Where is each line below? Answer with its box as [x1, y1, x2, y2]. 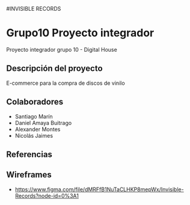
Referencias [6, 149, 53, 159]
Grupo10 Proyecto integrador [6, 26, 155, 40]
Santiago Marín [14, 112, 53, 120]
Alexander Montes [14, 126, 61, 133]
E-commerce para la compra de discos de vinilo [6, 79, 125, 87]
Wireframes [6, 170, 52, 180]
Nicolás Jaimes [14, 132, 53, 139]
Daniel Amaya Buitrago [14, 119, 72, 126]
